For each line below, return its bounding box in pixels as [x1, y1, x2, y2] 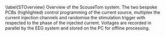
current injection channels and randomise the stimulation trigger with [5, 15, 146, 20]
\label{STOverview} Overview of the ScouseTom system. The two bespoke [5, 4, 157, 10]
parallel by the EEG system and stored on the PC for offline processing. [5, 25, 150, 31]
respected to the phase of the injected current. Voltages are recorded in [5, 20, 152, 26]
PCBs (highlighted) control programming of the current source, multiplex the [5, 9, 161, 15]
